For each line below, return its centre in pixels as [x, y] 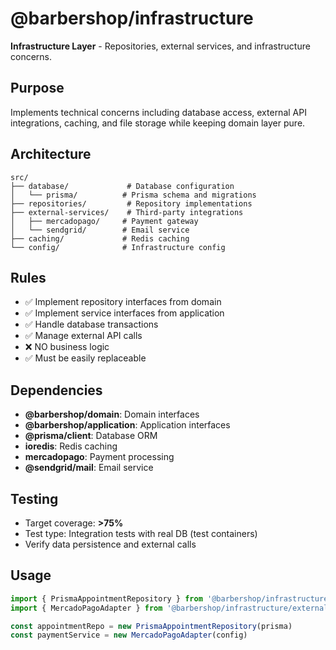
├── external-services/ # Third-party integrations [127, 212]
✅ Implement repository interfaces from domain [123, 302]
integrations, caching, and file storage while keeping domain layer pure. [158, 123]
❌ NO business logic [67, 347]
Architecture [51, 154]
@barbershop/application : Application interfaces [127, 425]
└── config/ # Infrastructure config [118, 247]
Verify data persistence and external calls [110, 544]
